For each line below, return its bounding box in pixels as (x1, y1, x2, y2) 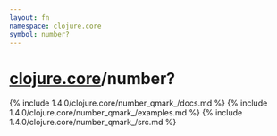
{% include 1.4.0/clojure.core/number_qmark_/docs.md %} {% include (9, 98, 268, 108)
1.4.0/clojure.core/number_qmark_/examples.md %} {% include (9, 107, 243, 118)
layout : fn (9, 13, 50, 22)
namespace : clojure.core (9, 21, 102, 30)
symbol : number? (9, 30, 70, 38)
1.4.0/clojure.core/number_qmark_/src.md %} (9, 117, 177, 128)
